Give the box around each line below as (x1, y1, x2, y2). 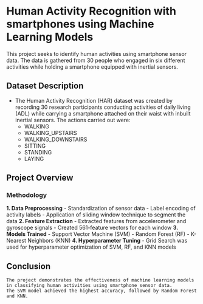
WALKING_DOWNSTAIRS (24, 136, 88, 143)
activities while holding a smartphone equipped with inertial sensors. (6, 63, 178, 71)
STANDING (24, 148, 52, 156)
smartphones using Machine (6, 17, 154, 31)
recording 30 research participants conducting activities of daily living (15, 103, 191, 111)
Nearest (6, 237, 26, 244)
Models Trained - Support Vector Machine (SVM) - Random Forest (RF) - (6, 230, 190, 238)
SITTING (24, 142, 46, 150)
